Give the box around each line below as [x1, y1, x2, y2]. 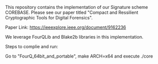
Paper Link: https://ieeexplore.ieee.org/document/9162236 [5, 24, 126, 30]
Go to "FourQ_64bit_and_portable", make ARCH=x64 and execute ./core [5, 53, 153, 59]
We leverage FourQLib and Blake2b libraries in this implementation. [5, 34, 143, 40]
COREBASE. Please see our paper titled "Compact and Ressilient [5, 9, 138, 15]
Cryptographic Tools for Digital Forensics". [5, 15, 93, 20]
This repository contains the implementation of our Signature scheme [5, 4, 148, 10]
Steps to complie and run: [5, 44, 58, 49]
